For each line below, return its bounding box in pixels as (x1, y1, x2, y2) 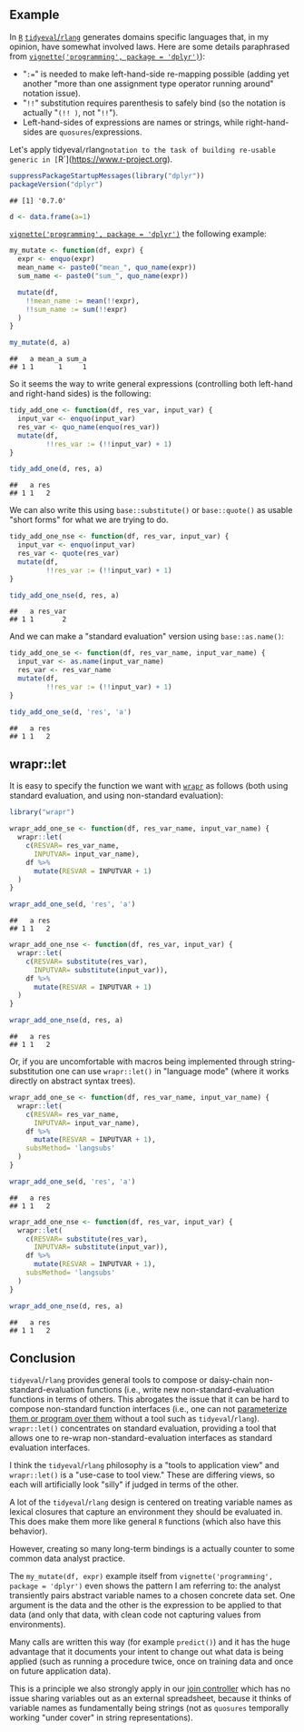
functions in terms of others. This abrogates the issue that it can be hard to (9, 1394, 289, 1405)
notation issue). (22, 87, 82, 98)
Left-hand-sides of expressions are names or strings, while (22, 116, 244, 127)
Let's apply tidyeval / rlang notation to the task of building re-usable (9, 144, 277, 155)
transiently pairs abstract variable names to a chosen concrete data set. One (9, 1590, 296, 1601)
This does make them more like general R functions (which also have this (9, 1516, 281, 1527)
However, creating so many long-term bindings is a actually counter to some (9, 1544, 295, 1555)
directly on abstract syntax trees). (9, 1075, 136, 1086)
